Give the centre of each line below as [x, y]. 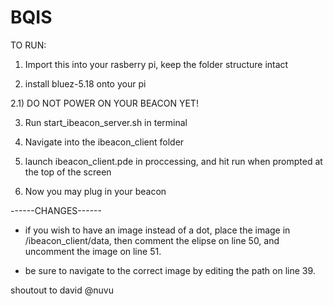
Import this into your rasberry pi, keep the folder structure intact [156, 64]
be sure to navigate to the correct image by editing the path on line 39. [170, 270]
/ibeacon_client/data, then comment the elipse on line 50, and [152, 240]
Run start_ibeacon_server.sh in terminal [106, 122]
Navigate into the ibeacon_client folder [104, 142]
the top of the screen [68, 172]
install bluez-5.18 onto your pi [85, 83]
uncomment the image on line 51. [93, 251]
